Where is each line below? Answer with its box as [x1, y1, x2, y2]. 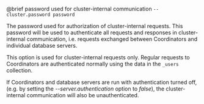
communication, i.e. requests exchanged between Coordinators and [26, 35, 198, 42]
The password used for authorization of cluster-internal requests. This [6, 23, 183, 29]
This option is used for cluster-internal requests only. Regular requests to [6, 54, 191, 61]
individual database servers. [6, 42, 78, 49]
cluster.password [6, 12, 51, 18]
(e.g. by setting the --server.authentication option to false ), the [6, 85, 165, 92]
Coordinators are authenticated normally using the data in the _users [6, 61, 179, 67]
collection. [6, 67, 33, 74]
